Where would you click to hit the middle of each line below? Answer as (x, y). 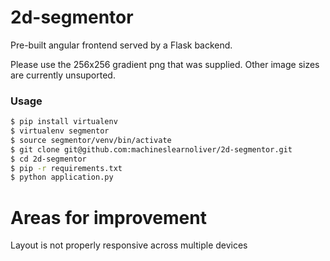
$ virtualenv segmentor (60, 131)
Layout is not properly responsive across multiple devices (129, 245)
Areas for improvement (108, 217)
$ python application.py (62, 177)
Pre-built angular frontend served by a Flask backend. (121, 45)
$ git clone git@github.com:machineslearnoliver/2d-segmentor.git (151, 149)
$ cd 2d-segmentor (48, 159)
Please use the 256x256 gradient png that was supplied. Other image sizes (165, 64)
